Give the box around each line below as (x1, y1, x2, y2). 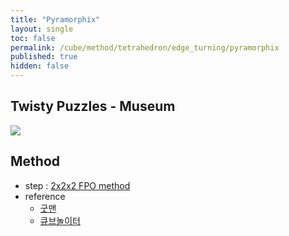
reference (24, 190, 66, 202)
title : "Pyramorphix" (10, 14, 101, 25)
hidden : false (10, 61, 70, 71)
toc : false (10, 33, 56, 43)
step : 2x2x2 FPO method (24, 179, 131, 191)
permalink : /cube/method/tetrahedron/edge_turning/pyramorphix (10, 42, 280, 53)
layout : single (10, 24, 74, 34)
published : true (10, 52, 78, 62)
